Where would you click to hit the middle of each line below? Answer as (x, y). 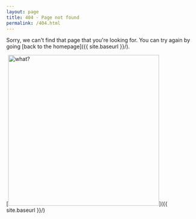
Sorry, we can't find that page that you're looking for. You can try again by (98, 40)
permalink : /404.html (33, 23)
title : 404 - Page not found (43, 17)
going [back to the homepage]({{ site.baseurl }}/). (68, 46)
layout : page (23, 12)
